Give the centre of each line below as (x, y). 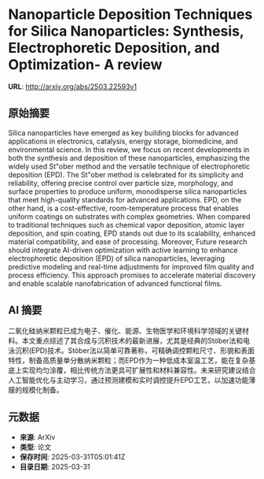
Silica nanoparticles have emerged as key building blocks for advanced (123, 132)
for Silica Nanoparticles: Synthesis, (126, 31)
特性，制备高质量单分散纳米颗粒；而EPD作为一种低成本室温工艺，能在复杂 (128, 360)
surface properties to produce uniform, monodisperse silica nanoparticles (128, 191)
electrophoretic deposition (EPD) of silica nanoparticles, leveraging (117, 258)
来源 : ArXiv (37, 437)
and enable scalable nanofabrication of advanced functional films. (115, 283)
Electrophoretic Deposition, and (114, 48)
